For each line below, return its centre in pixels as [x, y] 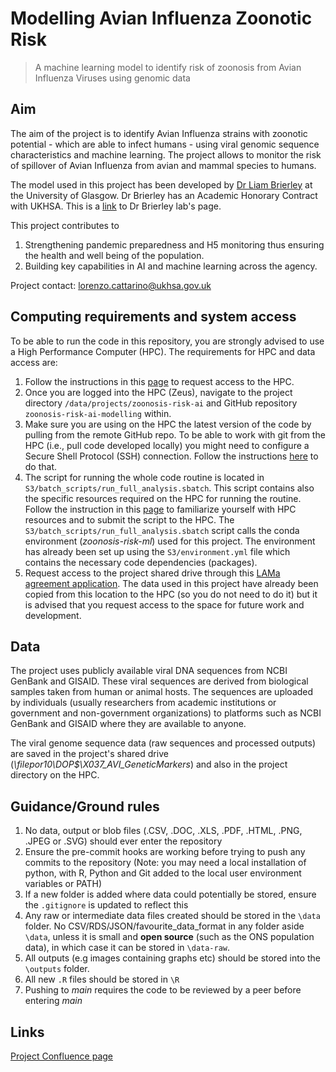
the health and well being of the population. [114, 255]
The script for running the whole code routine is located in [144, 477]
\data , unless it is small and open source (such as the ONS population [169, 937]
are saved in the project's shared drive [89, 754]
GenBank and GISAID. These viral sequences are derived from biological [159, 681]
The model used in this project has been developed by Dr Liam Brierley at [161, 184]
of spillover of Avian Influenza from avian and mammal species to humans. [163, 165]
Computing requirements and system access [153, 317]
